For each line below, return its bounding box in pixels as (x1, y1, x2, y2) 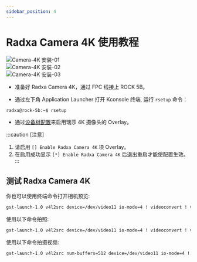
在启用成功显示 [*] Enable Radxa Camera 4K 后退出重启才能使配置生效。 (14, 151, 189, 158)
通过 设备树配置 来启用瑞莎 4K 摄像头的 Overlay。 (14, 118, 132, 126)
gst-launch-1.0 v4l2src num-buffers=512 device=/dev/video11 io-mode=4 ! (6, 250, 191, 256)
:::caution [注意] (6, 131, 45, 138)
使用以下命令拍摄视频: (6, 239, 60, 246)
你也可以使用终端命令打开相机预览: (6, 193, 90, 200)
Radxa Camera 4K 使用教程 (6, 36, 140, 49)
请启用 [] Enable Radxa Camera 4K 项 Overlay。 (14, 144, 130, 151)
